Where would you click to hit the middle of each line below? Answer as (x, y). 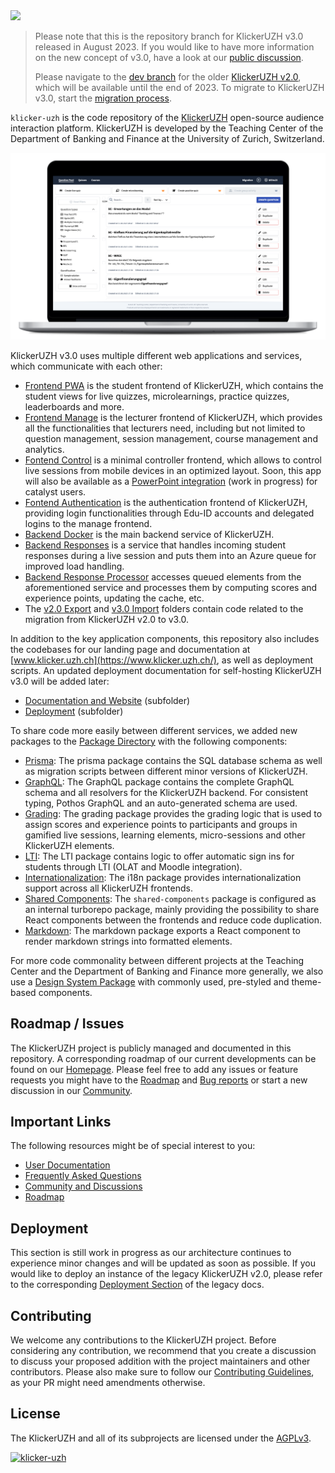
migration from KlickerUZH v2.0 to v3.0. (107, 619)
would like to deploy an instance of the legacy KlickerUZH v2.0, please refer (166, 1274)
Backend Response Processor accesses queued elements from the (163, 576)
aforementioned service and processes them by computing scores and (171, 587)
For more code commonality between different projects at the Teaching (157, 960)
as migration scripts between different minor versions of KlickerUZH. (166, 771)
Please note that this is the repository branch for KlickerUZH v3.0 (169, 36)
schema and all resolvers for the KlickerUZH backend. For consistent (166, 792)
